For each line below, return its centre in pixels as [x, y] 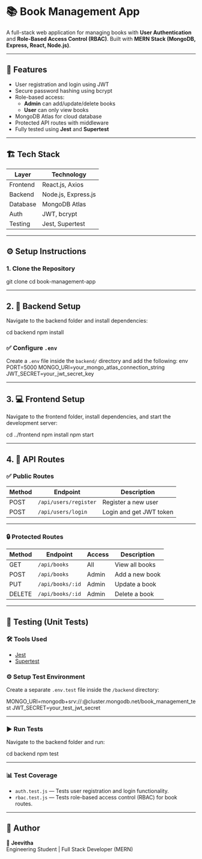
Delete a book [134, 594]
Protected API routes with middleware [62, 122]
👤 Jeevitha [20, 843]
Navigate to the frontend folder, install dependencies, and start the [89, 417]
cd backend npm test [32, 754]
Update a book [135, 585]
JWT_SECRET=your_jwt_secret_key [50, 374]
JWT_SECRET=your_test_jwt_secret [56, 708]
